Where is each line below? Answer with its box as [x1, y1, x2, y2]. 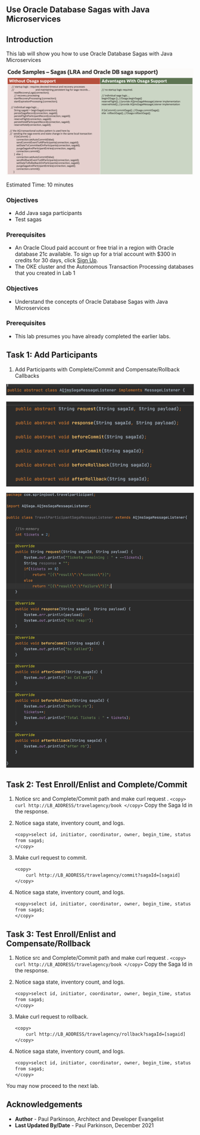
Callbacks [14, 372, 40, 379]
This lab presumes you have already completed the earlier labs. [14, 332, 171, 340]
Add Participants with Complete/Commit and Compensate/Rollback [14, 366, 180, 373]
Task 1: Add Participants [6, 350, 98, 360]
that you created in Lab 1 [14, 269, 76, 276]
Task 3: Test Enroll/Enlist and [6, 929, 116, 939]
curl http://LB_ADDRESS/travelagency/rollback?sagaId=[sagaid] [26, 1031, 186, 1037]
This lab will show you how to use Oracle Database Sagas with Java [6, 50, 173, 57]
